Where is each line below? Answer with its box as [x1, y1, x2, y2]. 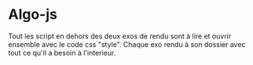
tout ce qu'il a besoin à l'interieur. [8, 48, 116, 57]
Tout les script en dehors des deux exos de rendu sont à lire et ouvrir [8, 31, 232, 41]
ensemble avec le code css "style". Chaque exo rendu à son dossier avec [8, 39, 246, 49]
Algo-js [8, 5, 57, 23]
